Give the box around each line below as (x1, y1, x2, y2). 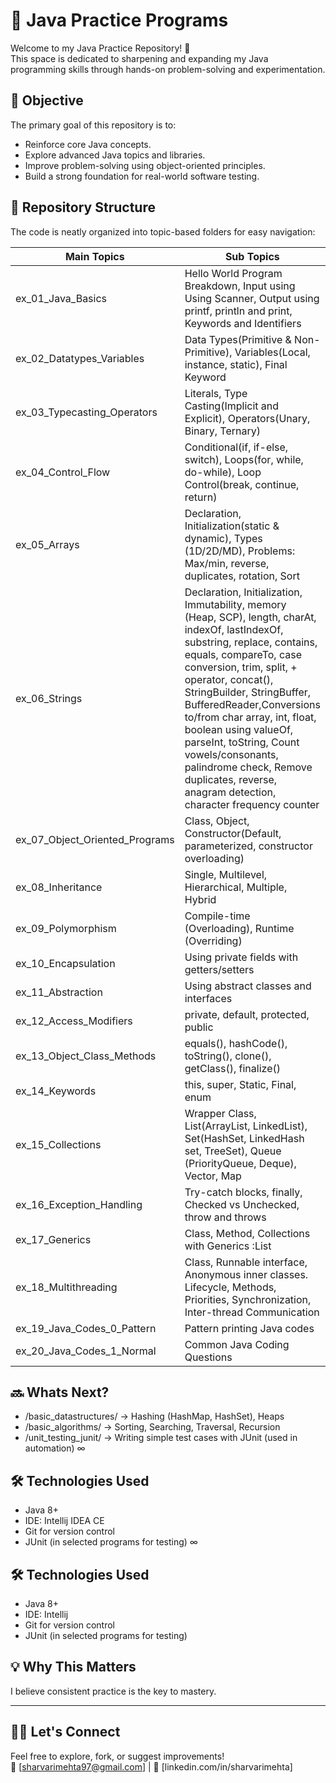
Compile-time (184, 909, 251, 923)
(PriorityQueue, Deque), (184, 1156, 297, 1170)
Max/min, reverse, (184, 556, 270, 570)
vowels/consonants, (184, 747, 279, 761)
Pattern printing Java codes (184, 1321, 315, 1335)
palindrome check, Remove (184, 760, 313, 774)
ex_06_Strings (15, 691, 83, 705)
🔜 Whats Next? (10, 1384, 110, 1401)
